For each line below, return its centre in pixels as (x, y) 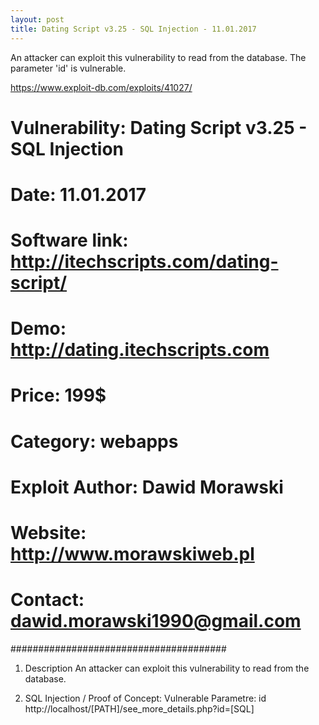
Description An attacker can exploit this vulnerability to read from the (167, 668)
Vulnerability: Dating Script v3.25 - (159, 127)
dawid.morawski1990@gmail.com (156, 621)
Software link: (69, 240)
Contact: (47, 600)
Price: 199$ (58, 395)
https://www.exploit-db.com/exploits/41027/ (101, 87)
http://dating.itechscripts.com (140, 350)
